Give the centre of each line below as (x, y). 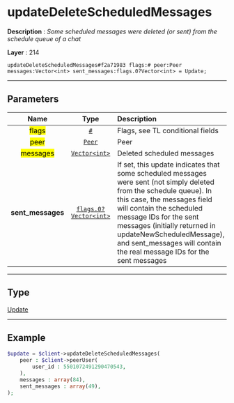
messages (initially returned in (166, 225)
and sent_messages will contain (169, 243)
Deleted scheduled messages (166, 153)
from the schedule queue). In (165, 190)
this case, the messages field (165, 199)
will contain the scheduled (160, 208)
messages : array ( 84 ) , (53, 380)
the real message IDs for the (163, 252)
